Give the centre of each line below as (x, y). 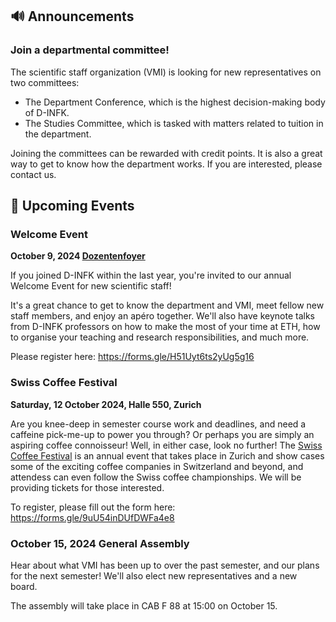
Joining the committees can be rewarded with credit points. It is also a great (166, 153)
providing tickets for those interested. (87, 487)
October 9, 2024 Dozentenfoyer (78, 256)
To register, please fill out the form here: (93, 507)
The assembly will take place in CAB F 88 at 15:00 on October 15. (144, 605)
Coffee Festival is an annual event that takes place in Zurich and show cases (167, 455)
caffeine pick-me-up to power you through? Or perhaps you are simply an (162, 434)
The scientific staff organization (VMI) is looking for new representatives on (166, 72)
